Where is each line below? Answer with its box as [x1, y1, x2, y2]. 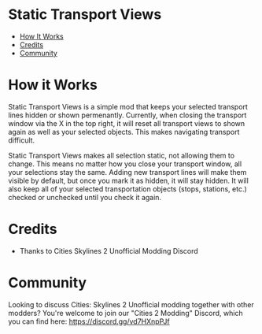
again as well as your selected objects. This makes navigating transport [8, 127, 240, 136]
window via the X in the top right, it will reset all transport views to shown [8, 118, 245, 128]
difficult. [8, 135, 35, 145]
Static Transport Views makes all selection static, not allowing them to [8, 150, 234, 160]
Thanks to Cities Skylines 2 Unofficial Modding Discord [19, 246, 198, 255]
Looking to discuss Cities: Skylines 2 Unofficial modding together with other [8, 299, 254, 309]
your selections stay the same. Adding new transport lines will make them [8, 167, 247, 176]
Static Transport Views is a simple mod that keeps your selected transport [8, 102, 248, 111]
